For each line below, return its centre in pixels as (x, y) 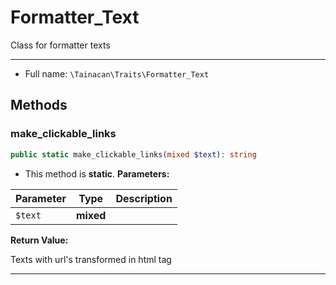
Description (144, 198)
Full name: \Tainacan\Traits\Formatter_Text (117, 73)
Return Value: (39, 240)
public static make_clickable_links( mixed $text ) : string (133, 154)
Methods (39, 105)
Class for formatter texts (60, 45)
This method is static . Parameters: (97, 173)
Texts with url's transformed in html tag (91, 259)
